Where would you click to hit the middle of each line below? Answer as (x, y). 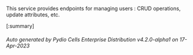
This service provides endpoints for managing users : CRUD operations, (94, 8)
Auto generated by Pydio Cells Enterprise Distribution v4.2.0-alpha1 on (92, 39)
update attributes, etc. (33, 15)
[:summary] (20, 26)
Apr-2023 (18, 46)
